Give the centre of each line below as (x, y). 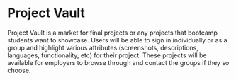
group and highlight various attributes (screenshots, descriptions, (103, 47)
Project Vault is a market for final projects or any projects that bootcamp (113, 33)
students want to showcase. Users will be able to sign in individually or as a (118, 40)
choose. (19, 70)
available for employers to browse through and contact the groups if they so (118, 62)
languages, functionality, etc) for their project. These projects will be (107, 55)
